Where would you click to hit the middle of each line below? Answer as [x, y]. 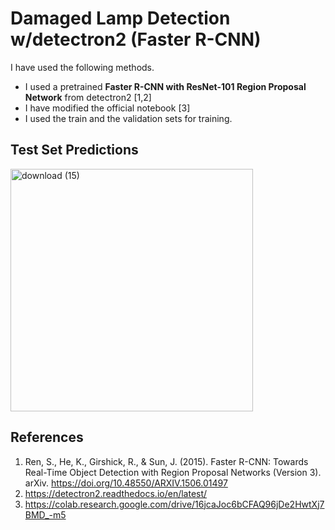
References [47, 437]
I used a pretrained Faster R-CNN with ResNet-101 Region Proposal [165, 86]
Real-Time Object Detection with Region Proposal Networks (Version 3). [173, 472]
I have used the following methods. [82, 67]
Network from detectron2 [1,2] [88, 97]
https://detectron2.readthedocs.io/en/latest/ [116, 493]
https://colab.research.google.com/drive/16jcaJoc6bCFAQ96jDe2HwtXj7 [174, 504]
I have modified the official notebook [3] [107, 108]
